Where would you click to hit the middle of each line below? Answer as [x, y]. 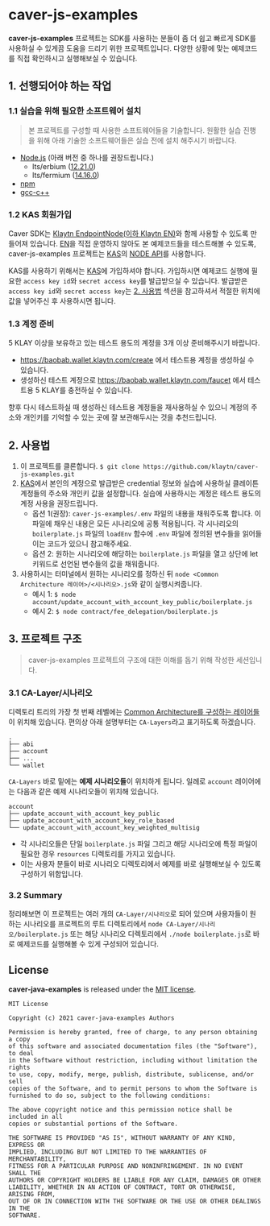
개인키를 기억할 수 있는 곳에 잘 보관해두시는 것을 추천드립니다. [120, 417]
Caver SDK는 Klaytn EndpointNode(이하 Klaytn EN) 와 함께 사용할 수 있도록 [129, 233]
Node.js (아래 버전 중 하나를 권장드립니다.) [87, 157]
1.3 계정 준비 [31, 324]
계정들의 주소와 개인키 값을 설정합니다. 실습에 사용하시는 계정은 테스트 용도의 [141, 494]
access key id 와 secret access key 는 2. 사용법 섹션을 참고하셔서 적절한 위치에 [134, 291]
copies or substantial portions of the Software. [93, 1124]
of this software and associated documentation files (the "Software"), [133, 1046]
